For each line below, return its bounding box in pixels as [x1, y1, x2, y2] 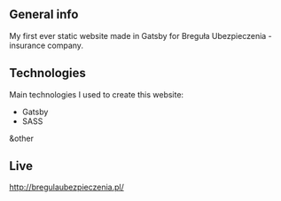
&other [9, 133, 34, 143]
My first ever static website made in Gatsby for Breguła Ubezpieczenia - [9, 30, 272, 41]
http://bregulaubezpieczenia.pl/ [9, 182, 124, 193]
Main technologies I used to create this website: [9, 89, 184, 100]
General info [9, 7, 79, 22]
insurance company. [9, 40, 84, 50]
